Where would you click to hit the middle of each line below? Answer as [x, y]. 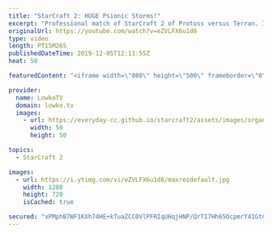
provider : [25, 90]
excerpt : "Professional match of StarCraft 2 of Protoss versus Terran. [134, 23]
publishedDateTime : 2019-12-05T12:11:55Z [79, 53]
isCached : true [49, 202]
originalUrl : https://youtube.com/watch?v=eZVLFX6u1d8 [103, 31]
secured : [23, 217]
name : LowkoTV [39, 98]
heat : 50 [23, 61]
